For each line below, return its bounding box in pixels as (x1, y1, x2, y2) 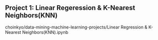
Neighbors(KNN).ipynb (22, 29, 69, 35)
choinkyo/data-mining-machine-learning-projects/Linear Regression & (5, 24, 148, 30)
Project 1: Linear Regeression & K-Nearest (5, 4, 135, 12)
